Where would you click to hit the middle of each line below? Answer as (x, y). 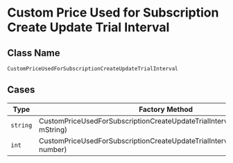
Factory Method (165, 109)
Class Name (34, 53)
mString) (53, 129)
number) (53, 149)
